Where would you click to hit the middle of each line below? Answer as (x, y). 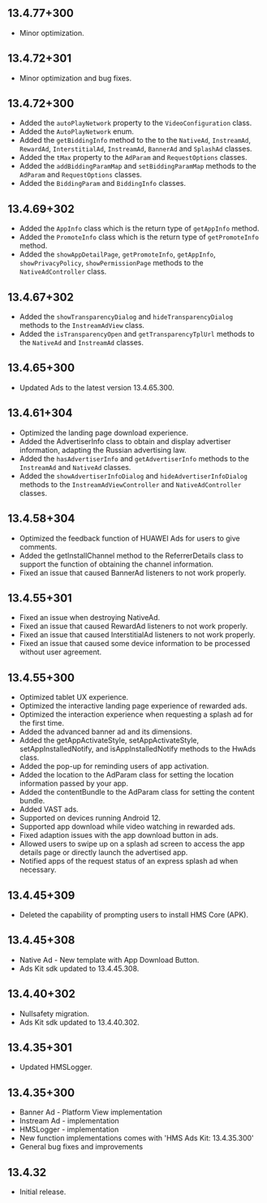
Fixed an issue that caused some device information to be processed (135, 644)
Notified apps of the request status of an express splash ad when (129, 861)
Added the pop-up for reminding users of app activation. (114, 766)
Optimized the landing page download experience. (103, 433)
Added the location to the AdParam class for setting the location (127, 775)
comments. (38, 546)
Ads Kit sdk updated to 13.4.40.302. (79, 1022)
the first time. (41, 723)
